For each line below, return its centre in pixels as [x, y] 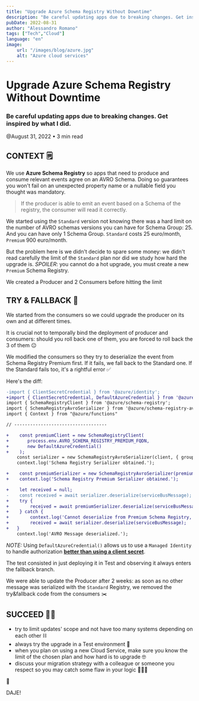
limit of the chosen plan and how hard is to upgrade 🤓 [80, 657]
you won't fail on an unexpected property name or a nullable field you [91, 185]
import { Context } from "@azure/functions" [62, 414]
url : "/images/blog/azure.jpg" [55, 50]
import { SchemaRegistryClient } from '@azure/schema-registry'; [88, 403]
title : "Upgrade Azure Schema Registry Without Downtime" [79, 12]
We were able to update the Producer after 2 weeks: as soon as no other [95, 581]
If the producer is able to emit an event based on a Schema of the [101, 203]
